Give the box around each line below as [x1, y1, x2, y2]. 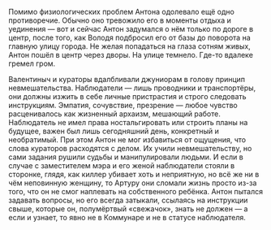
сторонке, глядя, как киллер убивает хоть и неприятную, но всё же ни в [8, 170, 260, 179]
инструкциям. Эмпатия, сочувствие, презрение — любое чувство [8, 101, 238, 110]
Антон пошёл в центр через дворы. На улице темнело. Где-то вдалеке [8, 50, 254, 59]
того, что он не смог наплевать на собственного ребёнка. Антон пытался [8, 187, 264, 196]
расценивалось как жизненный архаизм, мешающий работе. [8, 109, 221, 119]
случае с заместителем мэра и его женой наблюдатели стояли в [8, 161, 235, 170]
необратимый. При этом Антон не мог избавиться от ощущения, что [8, 135, 246, 145]
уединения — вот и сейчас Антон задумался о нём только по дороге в [8, 24, 254, 33]
